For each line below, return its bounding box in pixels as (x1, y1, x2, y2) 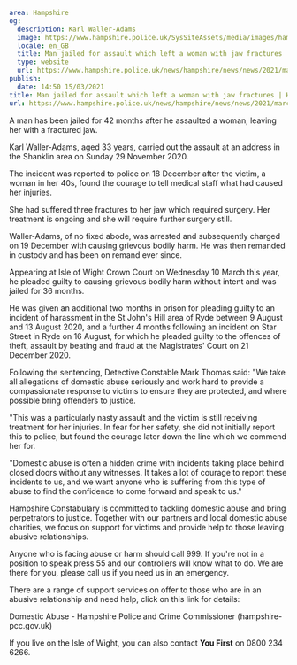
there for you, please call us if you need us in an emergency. (9, 567, 230, 577)
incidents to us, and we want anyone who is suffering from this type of (9, 476, 266, 487)
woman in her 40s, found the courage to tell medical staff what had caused (9, 177, 283, 188)
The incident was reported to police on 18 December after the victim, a (9, 168, 267, 179)
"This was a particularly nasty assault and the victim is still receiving (9, 412, 258, 422)
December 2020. (9, 350, 72, 360)
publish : (9, 74, 42, 83)
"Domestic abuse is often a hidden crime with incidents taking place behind (9, 457, 285, 468)
